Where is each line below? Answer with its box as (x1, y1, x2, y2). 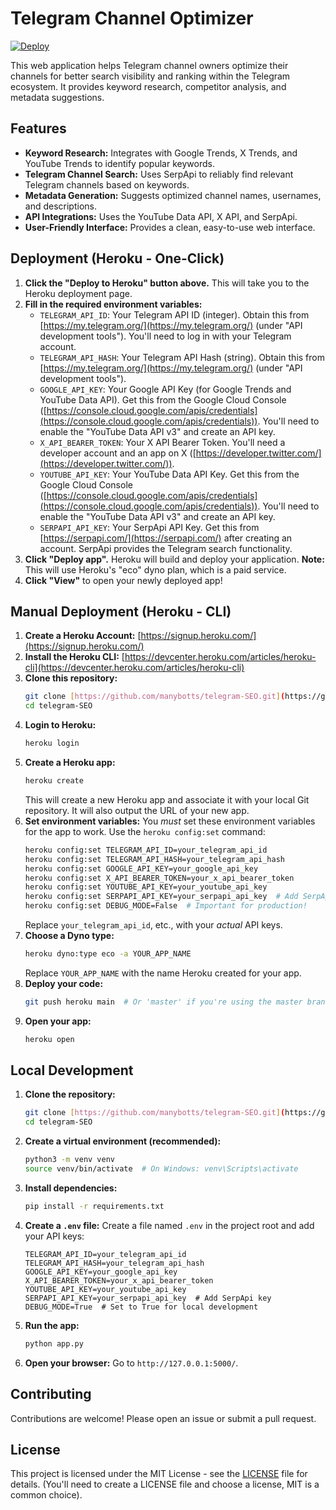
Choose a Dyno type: (24, 930, 115, 941)
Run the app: (24, 1319, 80, 1331)
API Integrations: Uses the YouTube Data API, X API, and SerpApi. (24, 210, 298, 222)
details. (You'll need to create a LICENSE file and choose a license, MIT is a (10, 1478, 320, 1491)
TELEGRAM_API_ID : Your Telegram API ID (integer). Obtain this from (39, 308, 310, 321)
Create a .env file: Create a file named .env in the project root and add (24, 1219, 315, 1231)
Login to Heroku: (24, 719, 97, 731)
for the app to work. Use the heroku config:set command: (24, 825, 266, 837)
